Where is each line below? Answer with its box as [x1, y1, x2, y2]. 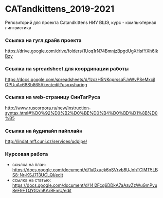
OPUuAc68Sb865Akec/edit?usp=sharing [5, 81, 88, 87]
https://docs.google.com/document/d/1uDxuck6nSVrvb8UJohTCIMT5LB [12, 167, 158, 173]
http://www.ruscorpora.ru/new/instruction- [5, 105, 91, 111]
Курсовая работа [5, 151, 48, 158]
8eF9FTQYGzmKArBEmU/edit [12, 188, 72, 194]
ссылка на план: [12, 162, 46, 168]
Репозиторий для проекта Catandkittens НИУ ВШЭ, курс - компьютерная [5, 20, 157, 25]
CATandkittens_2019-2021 [5, 3, 114, 15]
